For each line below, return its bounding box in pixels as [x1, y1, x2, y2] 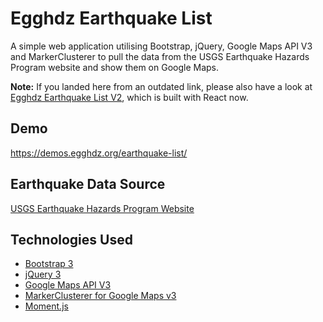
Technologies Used [10, 231, 133, 248]
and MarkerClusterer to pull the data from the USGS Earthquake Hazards [10, 50, 310, 62]
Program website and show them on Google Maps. [10, 61, 220, 73]
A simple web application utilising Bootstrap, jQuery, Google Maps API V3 [10, 40, 313, 52]
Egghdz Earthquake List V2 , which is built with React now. [10, 91, 249, 103]
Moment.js [24, 300, 69, 312]
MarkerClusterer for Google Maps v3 [24, 290, 177, 302]
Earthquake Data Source [10, 176, 166, 193]
